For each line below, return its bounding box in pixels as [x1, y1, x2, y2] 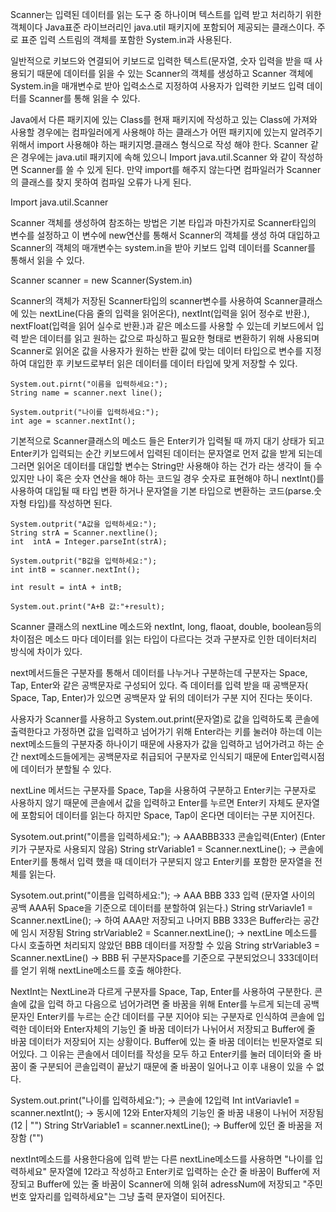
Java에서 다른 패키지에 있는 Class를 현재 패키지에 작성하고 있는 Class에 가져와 [10, 114, 318, 125]
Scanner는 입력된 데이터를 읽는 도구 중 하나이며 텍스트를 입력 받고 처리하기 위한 [10, 9, 322, 20]
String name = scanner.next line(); [10, 388, 163, 398]
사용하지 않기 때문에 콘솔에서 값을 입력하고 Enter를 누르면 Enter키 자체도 [10, 797, 294, 808]
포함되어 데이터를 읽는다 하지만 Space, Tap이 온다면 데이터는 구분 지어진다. [20, 809, 316, 821]
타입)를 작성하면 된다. [28, 498, 113, 509]
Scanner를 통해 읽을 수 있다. [28, 93, 141, 104]
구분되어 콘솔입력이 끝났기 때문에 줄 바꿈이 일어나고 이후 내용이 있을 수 [39, 1061, 315, 1072]
